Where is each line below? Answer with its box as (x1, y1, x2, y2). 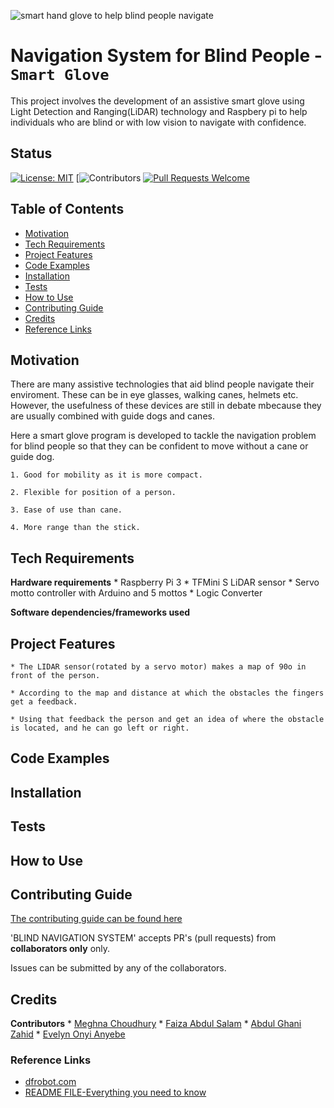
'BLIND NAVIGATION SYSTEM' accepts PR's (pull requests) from (10, 932, 277, 944)
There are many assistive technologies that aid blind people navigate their (10, 378, 315, 390)
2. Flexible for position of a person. (10, 488, 177, 498)
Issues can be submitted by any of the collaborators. (10, 962, 227, 974)
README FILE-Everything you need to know (24, 1086, 207, 1099)
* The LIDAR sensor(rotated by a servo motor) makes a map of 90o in (10, 662, 307, 672)
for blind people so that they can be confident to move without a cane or (10, 440, 309, 452)
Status (10, 145, 53, 162)
